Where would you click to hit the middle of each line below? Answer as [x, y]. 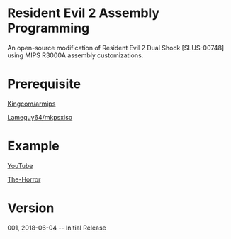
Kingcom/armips [32, 104]
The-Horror [24, 179]
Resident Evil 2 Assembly [84, 13]
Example [33, 146]
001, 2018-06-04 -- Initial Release [57, 228]
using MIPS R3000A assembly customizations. [75, 55]
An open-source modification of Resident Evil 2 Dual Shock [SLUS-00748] [116, 48]
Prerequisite [44, 84]
